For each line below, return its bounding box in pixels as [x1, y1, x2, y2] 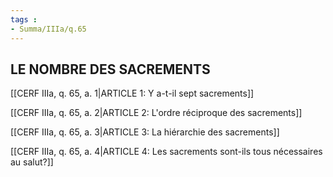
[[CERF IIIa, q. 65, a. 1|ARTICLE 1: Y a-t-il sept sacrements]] [10, 87, 255, 100]
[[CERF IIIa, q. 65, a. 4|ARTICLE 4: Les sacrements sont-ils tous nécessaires [10, 146, 323, 158]
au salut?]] [10, 156, 54, 168]
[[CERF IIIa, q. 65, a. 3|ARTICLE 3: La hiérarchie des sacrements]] [10, 126, 280, 138]
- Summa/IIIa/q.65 [10, 24, 87, 34]
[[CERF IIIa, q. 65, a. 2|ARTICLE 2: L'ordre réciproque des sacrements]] [10, 107, 303, 119]
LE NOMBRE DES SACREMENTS [10, 61, 211, 78]
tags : [10, 14, 38, 25]
